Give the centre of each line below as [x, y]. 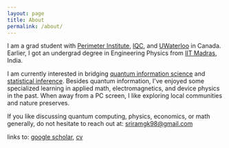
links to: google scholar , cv [45, 137]
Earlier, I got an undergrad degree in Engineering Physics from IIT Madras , [112, 53]
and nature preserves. [39, 103]
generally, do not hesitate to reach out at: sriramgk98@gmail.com [100, 124]
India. [15, 61]
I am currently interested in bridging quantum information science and [106, 74]
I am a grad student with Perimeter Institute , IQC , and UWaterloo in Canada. [114, 46]
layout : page [26, 13]
